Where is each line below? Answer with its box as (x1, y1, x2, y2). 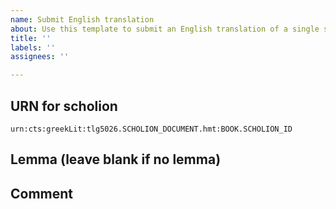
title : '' (10, 33, 52, 43)
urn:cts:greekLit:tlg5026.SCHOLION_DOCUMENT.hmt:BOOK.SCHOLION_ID (10, 124, 293, 134)
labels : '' (10, 42, 56, 53)
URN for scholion (10, 97, 118, 115)
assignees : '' (10, 52, 70, 62)
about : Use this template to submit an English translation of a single (10, 24, 320, 34)
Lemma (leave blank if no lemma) (10, 151, 222, 168)
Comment (10, 185, 74, 202)
